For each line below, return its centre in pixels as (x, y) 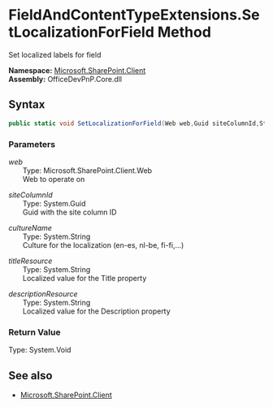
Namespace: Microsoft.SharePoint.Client (77, 70)
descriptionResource (43, 293)
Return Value (35, 332)
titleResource (30, 261)
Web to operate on (54, 179)
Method (184, 32)
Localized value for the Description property (97, 311)
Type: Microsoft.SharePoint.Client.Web (88, 170)
